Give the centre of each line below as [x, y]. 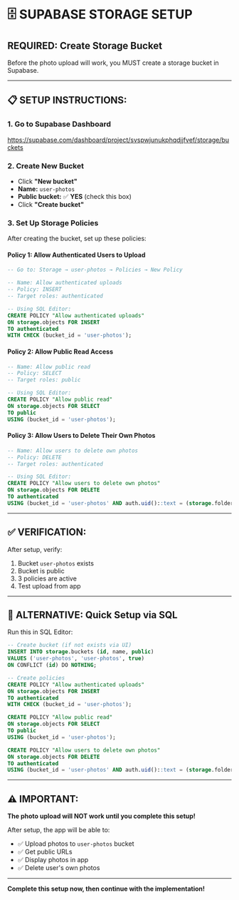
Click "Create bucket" [51, 204]
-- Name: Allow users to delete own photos [73, 451]
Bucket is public [41, 571]
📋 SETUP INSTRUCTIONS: [67, 100]
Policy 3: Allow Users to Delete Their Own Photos [81, 436]
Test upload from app [49, 585]
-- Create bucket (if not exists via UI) [70, 645]
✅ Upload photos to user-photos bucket [76, 844]
